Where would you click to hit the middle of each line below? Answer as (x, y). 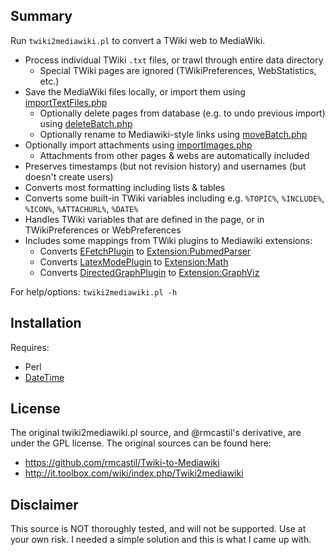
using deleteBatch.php (86, 123)
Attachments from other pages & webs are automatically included (174, 155)
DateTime (44, 377)
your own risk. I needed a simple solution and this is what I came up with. (161, 540)
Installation (46, 323)
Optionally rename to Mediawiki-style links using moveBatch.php (173, 134)
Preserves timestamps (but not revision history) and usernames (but (165, 166)
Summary (41, 16)
